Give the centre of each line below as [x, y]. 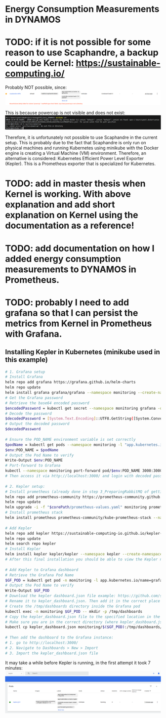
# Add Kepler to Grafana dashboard [42, 570]
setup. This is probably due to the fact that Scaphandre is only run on [76, 143]
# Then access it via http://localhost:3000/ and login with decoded [78, 476]
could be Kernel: [40, 63]
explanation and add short [60, 205]
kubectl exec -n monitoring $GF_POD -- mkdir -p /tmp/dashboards [74, 611]
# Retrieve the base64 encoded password [47, 403]
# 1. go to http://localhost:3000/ [42, 643]
